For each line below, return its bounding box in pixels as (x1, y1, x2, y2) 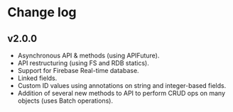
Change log (7, 4, 77, 21)
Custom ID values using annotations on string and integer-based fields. (17, 82, 227, 89)
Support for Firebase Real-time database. (17, 67, 140, 74)
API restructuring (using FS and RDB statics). (17, 59, 149, 67)
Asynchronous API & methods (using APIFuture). (17, 51, 160, 60)
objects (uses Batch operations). (17, 96, 114, 105)
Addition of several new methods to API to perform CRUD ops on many (17, 89, 226, 97)
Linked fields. (17, 74, 58, 82)
